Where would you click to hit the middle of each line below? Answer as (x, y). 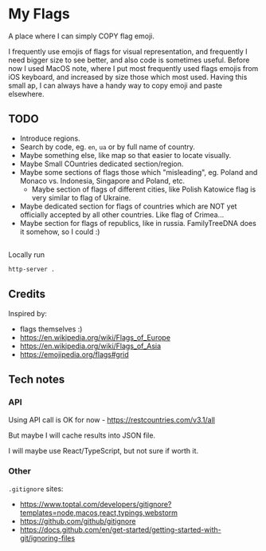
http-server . (32, 270)
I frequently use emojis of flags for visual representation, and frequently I (128, 51)
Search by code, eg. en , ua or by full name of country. (107, 147)
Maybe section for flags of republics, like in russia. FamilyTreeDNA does (138, 223)
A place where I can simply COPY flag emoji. (82, 36)
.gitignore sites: (36, 489)
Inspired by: (28, 313)
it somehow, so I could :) (60, 232)
